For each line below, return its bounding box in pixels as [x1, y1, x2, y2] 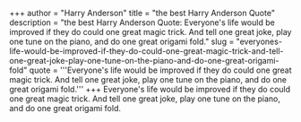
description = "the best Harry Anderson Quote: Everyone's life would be [9, 17, 275, 28]
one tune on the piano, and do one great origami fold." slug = [9, 36, 235, 47]
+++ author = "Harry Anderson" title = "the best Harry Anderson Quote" [9, 8, 276, 18]
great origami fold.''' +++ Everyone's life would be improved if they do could [9, 84, 291, 94]
